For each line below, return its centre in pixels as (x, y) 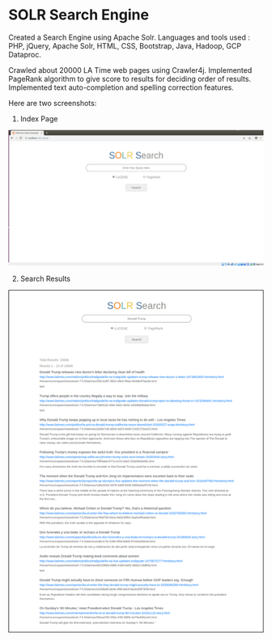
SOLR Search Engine (79, 15)
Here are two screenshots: (53, 103)
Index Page (39, 118)
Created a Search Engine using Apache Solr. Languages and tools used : (130, 37)
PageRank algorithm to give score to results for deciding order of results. (130, 79)
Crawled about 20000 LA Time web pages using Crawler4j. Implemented (130, 70)
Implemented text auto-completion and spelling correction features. (121, 87)
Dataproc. (25, 54)
